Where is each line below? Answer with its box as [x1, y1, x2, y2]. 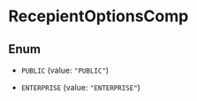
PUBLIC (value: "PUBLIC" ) [20, 65, 110, 75]
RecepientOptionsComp [8, 6, 189, 27]
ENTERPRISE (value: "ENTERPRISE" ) [20, 82, 140, 92]
